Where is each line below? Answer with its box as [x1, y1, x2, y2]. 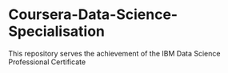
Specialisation [8, 22, 106, 40]
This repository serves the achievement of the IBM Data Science [8, 48, 221, 58]
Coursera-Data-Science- [8, 6, 178, 24]
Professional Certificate [8, 57, 86, 67]
